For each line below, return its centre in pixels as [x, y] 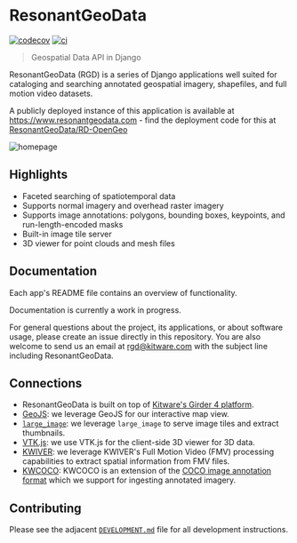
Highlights [39, 175]
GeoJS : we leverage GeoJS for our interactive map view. [125, 414]
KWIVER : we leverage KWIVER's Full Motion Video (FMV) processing [148, 452]
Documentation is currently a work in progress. [96, 310]
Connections [46, 383]
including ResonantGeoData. [61, 355]
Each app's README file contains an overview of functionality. [123, 292]
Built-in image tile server [67, 234]
